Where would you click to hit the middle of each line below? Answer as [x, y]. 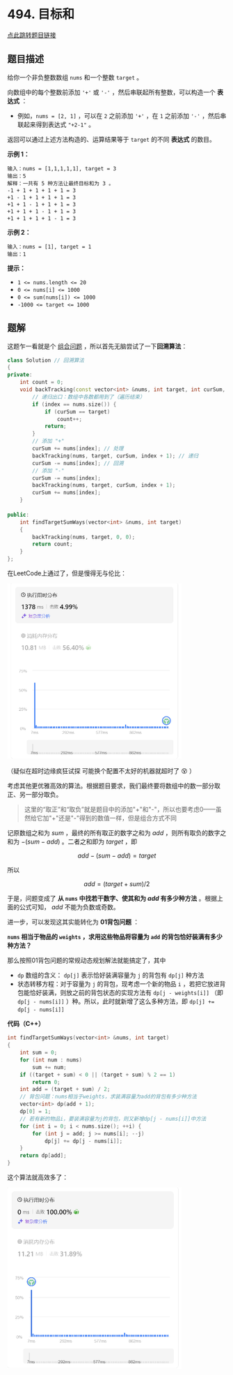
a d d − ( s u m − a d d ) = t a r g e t [117, 855]
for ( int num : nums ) [51, 1060]
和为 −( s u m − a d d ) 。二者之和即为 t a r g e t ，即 [72, 841]
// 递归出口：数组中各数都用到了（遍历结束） [89, 397]
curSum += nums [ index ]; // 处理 [78, 449]
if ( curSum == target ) [77, 412]
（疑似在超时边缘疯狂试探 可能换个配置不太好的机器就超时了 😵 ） [102, 771]
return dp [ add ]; [43, 1156]
